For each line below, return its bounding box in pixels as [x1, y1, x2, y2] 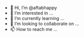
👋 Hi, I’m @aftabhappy [10, 5, 58, 10]
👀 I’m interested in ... [10, 10, 53, 16]
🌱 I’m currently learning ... [10, 15, 65, 21]
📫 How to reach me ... [10, 26, 58, 32]
